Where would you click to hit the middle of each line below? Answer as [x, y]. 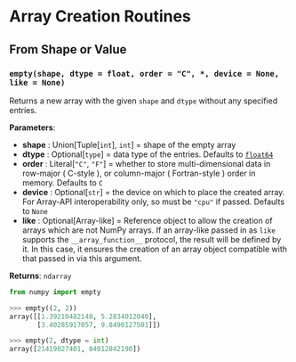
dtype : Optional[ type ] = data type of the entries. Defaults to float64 [148, 154]
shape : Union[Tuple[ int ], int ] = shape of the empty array [129, 144]
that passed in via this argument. [82, 258]
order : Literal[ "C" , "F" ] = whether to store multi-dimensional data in [146, 163]
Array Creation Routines [100, 16]
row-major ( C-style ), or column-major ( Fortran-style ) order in [139, 173]
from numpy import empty [55, 292]
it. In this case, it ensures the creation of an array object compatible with [154, 249]
